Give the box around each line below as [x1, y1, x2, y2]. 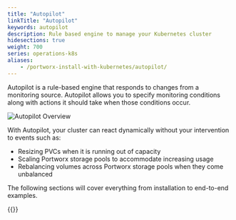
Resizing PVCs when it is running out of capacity [17, 147, 161, 155]
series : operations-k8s [7, 51, 78, 58]
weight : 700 [7, 43, 43, 51]
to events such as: [7, 133, 61, 142]
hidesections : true [7, 37, 66, 44]
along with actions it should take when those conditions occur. [7, 98, 191, 107]
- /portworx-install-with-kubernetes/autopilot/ [20, 63, 168, 70]
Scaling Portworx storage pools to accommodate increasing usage [17, 154, 214, 163]
